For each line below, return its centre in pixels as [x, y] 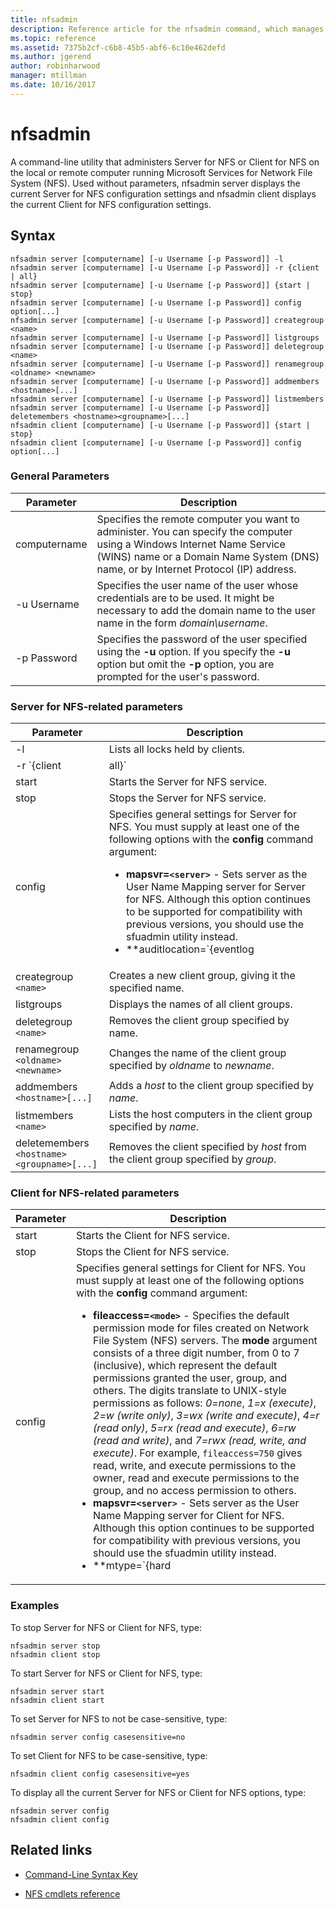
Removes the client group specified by [199, 1021]
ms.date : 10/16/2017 [53, 85]
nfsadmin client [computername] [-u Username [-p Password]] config [156, 442]
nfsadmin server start [57, 1691]
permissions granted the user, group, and [190, 1378]
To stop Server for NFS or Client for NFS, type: [106, 1627]
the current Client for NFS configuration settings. [111, 204]
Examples [35, 1606]
